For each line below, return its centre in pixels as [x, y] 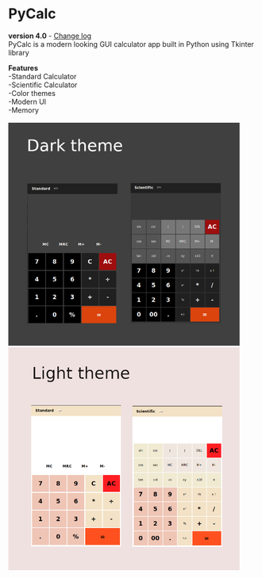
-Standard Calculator [42, 76]
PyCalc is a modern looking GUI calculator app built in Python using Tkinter [131, 44]
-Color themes [32, 93]
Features [23, 67]
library [19, 52]
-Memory [24, 110]
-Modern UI [27, 101]
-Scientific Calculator [43, 85]
